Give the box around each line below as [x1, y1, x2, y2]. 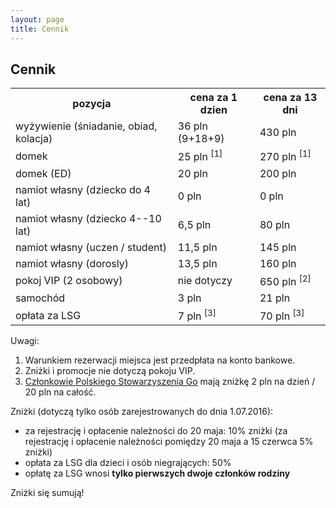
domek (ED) [15, 166, 72, 180]
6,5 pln [177, 217, 212, 231]
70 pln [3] [259, 307, 305, 323]
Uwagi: [10, 335, 40, 347]
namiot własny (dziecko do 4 [15, 182, 151, 196]
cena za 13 [263, 91, 318, 105]
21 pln [259, 291, 291, 305]
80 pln [259, 217, 291, 231]
